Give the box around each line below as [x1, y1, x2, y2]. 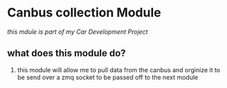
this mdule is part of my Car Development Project [7, 27, 148, 36]
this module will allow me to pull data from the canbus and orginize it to [17, 65, 221, 74]
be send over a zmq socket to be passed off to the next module [17, 73, 199, 81]
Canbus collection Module [7, 5, 161, 21]
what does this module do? [7, 47, 126, 59]
